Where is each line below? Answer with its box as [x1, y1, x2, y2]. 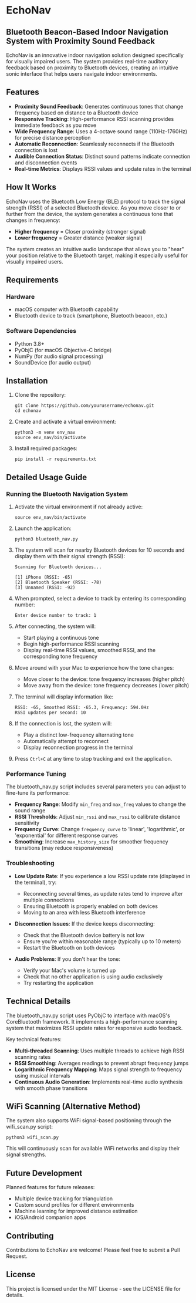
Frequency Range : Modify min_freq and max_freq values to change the [14, 801, 186, 808]
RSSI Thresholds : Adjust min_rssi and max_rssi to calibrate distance [14, 813, 181, 821]
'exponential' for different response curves [14, 832, 119, 839]
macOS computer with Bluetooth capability [14, 306, 119, 313]
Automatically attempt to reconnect [23, 738, 109, 745]
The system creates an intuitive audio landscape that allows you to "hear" [6, 245, 184, 252]
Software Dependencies [6, 327, 77, 335]
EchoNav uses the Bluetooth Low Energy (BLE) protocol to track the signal [6, 198, 186, 205]
